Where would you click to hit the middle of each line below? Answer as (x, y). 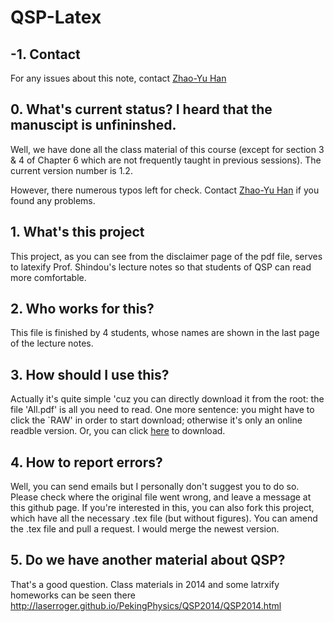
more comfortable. (48, 277)
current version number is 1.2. (71, 170)
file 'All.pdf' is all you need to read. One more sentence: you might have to (162, 410)
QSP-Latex (56, 17)
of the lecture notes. (52, 343)
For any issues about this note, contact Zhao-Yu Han (118, 78)
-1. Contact (45, 54)
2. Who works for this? (82, 309)
